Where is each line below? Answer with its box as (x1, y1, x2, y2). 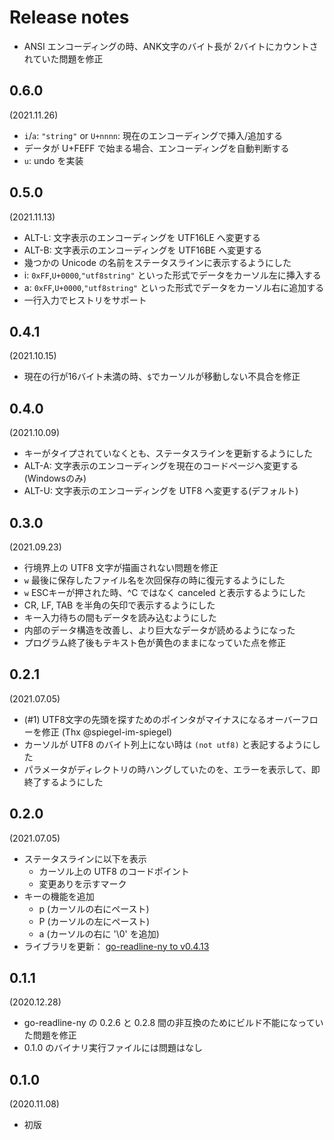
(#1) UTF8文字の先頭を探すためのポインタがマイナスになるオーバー (23, 713, 301, 725)
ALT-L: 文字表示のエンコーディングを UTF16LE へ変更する (23, 231, 261, 243)
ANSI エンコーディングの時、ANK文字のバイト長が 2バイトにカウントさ (23, 40, 319, 52)
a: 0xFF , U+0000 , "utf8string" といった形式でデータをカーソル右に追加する (23, 281, 325, 293)
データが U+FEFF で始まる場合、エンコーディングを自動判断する (23, 142, 290, 154)
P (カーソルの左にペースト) (38, 915, 150, 927)
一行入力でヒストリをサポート (23, 294, 147, 306)
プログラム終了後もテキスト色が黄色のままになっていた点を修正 (23, 637, 287, 648)
